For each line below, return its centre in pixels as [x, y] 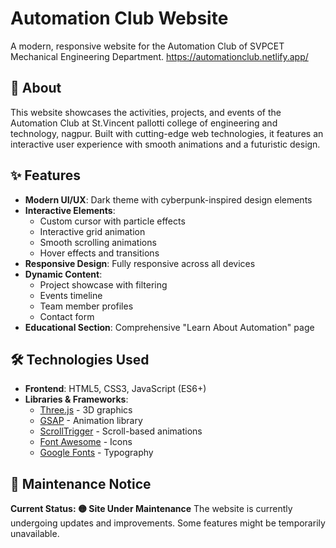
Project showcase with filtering [103, 284]
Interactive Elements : [70, 210]
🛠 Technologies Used [80, 359]
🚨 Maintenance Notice [81, 483]
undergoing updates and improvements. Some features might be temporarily [168, 523]
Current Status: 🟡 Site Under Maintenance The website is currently [151, 509]
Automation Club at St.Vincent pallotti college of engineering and [144, 123]
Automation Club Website [119, 18]
